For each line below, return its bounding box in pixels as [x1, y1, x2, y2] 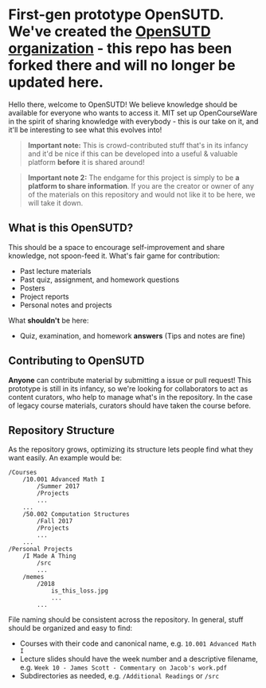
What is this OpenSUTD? [8, 221, 134, 235]
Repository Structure [8, 424, 115, 437]
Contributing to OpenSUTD [8, 354, 145, 368]
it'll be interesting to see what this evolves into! [8, 125, 162, 135]
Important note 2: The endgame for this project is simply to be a [27, 173, 241, 182]
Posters [19, 283, 45, 292]
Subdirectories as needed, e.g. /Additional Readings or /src [19, 671, 220, 681]
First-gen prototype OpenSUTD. [8, 6, 225, 24]
